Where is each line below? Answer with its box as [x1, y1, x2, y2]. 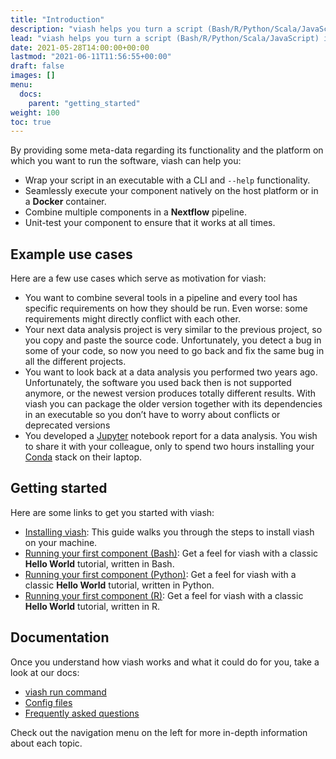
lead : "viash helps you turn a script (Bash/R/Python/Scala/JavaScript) [10, 33, 320, 43]
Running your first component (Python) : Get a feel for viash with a [24, 568, 297, 580]
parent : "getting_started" [28, 98, 141, 108]
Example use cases [10, 246, 133, 263]
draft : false [10, 61, 65, 71]
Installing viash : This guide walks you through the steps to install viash [24, 526, 315, 538]
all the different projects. [24, 356, 127, 368]
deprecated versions [24, 419, 111, 431]
